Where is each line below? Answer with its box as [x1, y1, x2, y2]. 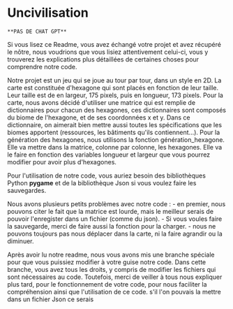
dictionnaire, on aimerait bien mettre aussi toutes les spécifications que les [7, 120, 222, 129]
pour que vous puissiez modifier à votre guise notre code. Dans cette [7, 257, 206, 266]
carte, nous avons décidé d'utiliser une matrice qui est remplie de [7, 98, 196, 106]
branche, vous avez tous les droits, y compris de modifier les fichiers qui [7, 265, 216, 273]
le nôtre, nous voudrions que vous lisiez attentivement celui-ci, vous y [7, 48, 209, 56]
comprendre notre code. [7, 62, 77, 71]
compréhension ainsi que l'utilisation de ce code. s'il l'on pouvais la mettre [7, 287, 221, 296]
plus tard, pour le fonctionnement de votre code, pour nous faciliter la [7, 280, 207, 288]
